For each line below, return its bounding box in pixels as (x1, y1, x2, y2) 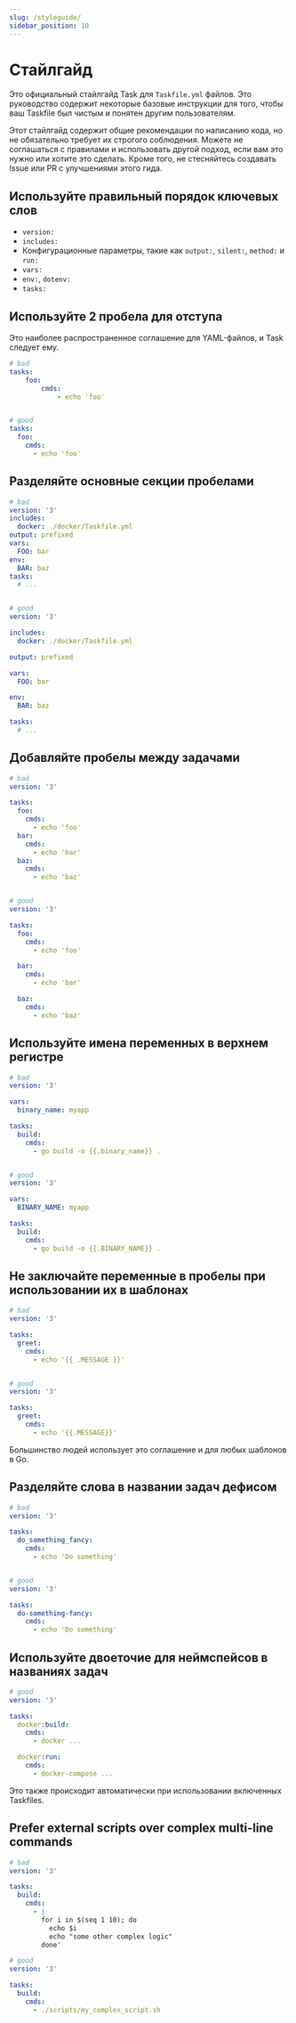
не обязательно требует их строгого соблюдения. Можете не (9, 134, 244, 145)
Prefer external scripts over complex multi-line (9, 1821, 274, 1836)
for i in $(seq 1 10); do (41, 1915, 138, 1924)
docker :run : (17, 1752, 62, 1762)
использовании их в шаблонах (9, 1283, 188, 1298)
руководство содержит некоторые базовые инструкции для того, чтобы (9, 99, 284, 109)
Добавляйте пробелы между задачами (9, 750, 240, 765)
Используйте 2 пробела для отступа (9, 309, 223, 324)
